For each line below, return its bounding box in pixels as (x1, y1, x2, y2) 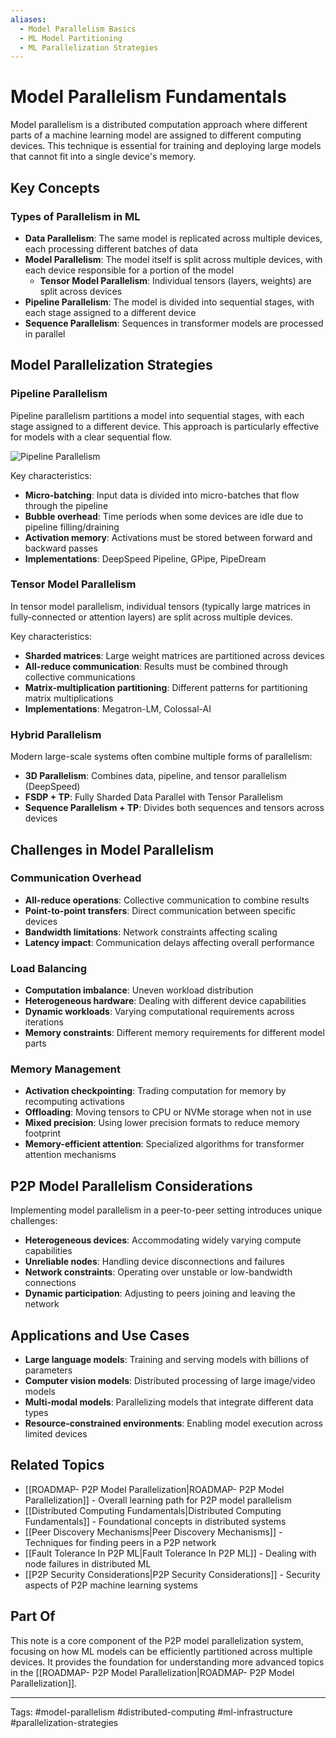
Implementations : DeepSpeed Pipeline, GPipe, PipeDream (24, 552, 267, 565)
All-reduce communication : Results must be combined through (24, 660, 288, 672)
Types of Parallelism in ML (10, 209, 141, 223)
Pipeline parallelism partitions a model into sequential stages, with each (10, 409, 305, 421)
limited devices (24, 1428, 88, 1440)
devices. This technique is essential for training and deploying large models (10, 140, 322, 152)
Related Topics (10, 1457, 105, 1474)
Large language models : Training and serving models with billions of (24, 1354, 310, 1366)
